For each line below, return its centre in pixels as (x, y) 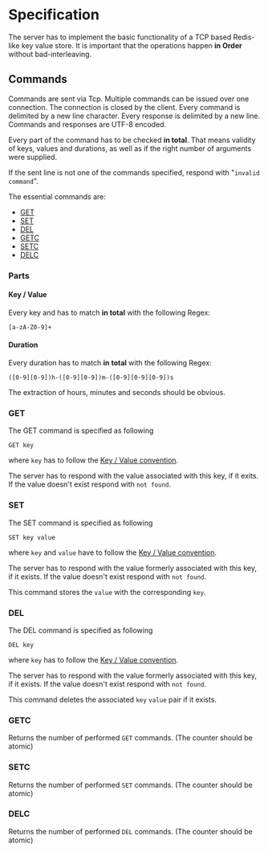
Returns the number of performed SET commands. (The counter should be (130, 785)
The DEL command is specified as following (81, 630)
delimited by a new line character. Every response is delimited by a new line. (134, 116)
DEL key (21, 645)
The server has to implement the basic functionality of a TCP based (120, 37)
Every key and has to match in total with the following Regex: (110, 312)
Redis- (244, 37)
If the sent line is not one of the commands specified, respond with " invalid (134, 172)
